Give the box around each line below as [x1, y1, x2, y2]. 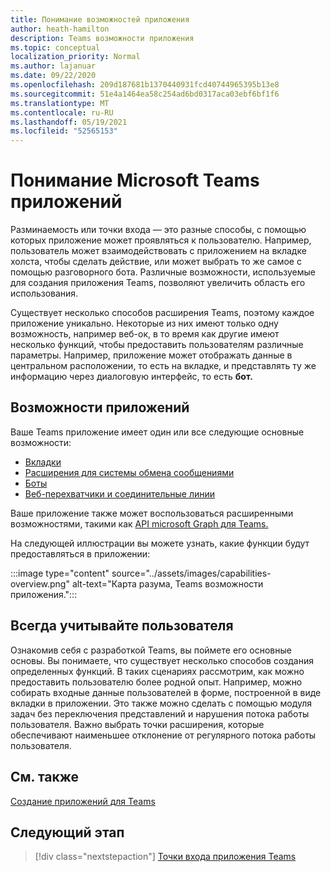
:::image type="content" [10, 567, 110, 579]
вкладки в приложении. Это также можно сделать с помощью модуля [10, 697, 313, 709]
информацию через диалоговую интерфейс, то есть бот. [10, 371, 253, 383]
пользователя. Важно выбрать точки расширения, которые [10, 718, 265, 730]
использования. [10, 287, 79, 300]
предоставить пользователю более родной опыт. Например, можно [10, 676, 303, 688]
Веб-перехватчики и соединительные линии [24, 487, 216, 500]
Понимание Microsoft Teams [10, 169, 260, 192]
